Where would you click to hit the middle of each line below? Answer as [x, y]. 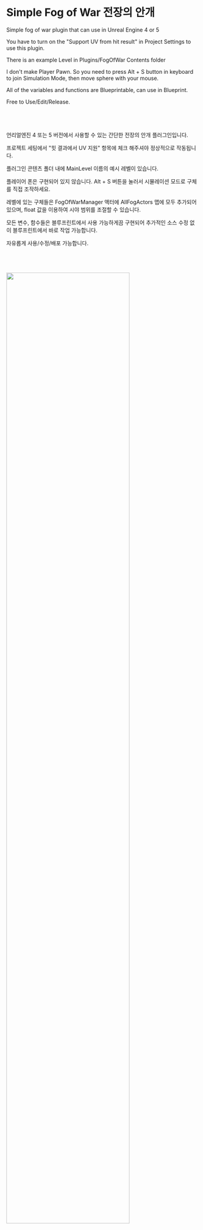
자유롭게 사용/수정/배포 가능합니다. [48, 243]
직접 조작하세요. [31, 189]
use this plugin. [25, 48]
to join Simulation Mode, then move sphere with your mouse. [83, 78]
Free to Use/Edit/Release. [38, 102]
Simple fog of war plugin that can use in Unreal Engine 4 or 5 [83, 30]
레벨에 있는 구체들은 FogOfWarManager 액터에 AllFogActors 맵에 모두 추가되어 [101, 202]
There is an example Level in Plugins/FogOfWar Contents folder [86, 60]
